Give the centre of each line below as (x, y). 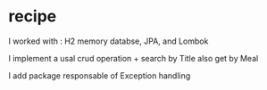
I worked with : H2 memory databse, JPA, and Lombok (108, 41)
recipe (33, 16)
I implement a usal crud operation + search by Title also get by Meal (133, 58)
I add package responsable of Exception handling (100, 75)
